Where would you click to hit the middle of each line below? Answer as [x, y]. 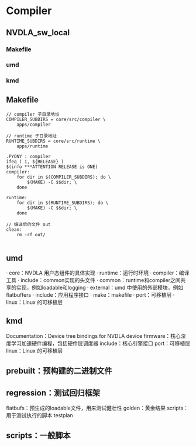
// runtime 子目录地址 [32, 136]
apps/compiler [34, 125]
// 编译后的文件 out [28, 224]
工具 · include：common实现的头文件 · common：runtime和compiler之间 [93, 280]
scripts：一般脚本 [38, 436]
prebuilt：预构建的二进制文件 [59, 371]
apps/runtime [32, 146]
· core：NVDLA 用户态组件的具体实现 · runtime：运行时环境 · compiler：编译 [98, 273]
